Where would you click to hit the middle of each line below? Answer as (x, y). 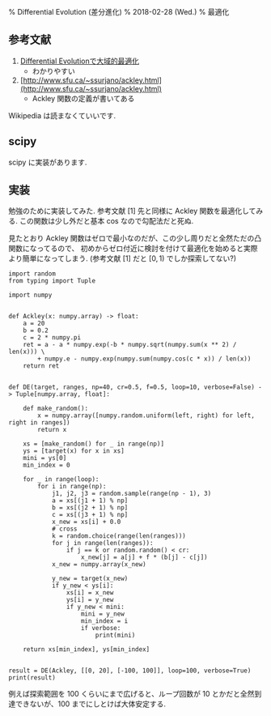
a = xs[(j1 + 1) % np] (90, 501)
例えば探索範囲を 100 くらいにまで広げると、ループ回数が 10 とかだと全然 (131, 694)
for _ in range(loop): (61, 479)
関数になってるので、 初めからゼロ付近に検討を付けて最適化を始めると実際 (133, 249)
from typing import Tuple (52, 281)
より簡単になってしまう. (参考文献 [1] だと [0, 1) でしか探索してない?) (123, 258)
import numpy (30, 295)
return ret (41, 366)
